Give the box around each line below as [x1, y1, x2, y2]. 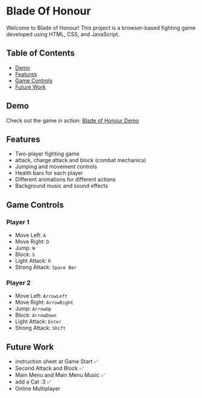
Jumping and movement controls [14, 163, 98, 170]
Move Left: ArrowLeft [14, 292, 68, 300]
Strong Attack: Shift [14, 324, 66, 332]
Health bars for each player [14, 169, 83, 177]
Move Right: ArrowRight [14, 298, 74, 306]
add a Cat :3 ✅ [14, 378, 52, 385]
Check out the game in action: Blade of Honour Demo [6, 116, 139, 124]
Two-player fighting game [14, 150, 80, 157]
